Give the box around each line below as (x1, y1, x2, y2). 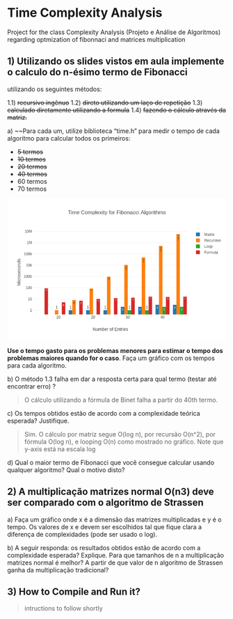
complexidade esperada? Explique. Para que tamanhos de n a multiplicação (7, 551, 225, 559)
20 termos (17, 162, 47, 171)
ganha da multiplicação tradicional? (7, 565, 109, 574)
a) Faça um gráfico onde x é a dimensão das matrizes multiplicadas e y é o (7, 515, 222, 524)
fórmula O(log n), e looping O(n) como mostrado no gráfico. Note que (24, 437, 224, 446)
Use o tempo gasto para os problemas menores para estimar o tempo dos (7, 346, 224, 354)
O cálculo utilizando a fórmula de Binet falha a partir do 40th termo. (24, 395, 218, 404)
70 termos (17, 185, 47, 193)
